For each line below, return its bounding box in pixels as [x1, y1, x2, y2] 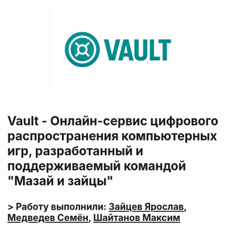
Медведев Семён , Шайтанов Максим [7, 212, 181, 224]
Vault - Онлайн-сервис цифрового [7, 113, 219, 128]
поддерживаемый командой [7, 157, 186, 174]
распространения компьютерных [7, 128, 218, 144]
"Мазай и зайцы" [7, 173, 114, 188]
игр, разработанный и [7, 143, 144, 159]
